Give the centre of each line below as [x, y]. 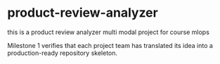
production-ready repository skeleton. [63, 53]
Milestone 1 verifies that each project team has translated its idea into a [110, 45]
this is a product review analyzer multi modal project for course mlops [108, 32]
